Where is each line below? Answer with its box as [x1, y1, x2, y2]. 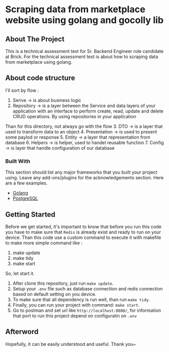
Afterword [5, 328, 39, 336]
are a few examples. [5, 180, 48, 186]
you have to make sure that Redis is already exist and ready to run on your [5, 229, 161, 235]
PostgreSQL [12, 195, 38, 202]
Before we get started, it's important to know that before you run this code [5, 223, 162, 230]
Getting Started [5, 210, 56, 219]
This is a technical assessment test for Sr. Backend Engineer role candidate [5, 48, 164, 54]
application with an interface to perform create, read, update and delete [12, 108, 164, 114]
